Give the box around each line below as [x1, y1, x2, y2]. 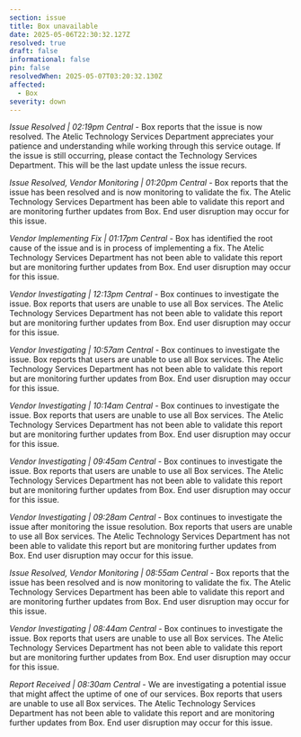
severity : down [9, 96, 66, 106]
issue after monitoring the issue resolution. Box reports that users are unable [9, 522, 293, 532]
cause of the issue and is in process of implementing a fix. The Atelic [9, 242, 265, 253]
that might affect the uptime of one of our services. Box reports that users [9, 688, 283, 699]
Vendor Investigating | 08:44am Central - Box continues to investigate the [9, 623, 283, 634]
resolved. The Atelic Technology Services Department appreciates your [9, 132, 274, 142]
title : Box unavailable [9, 22, 99, 31]
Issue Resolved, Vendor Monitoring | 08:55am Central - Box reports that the [9, 568, 290, 578]
